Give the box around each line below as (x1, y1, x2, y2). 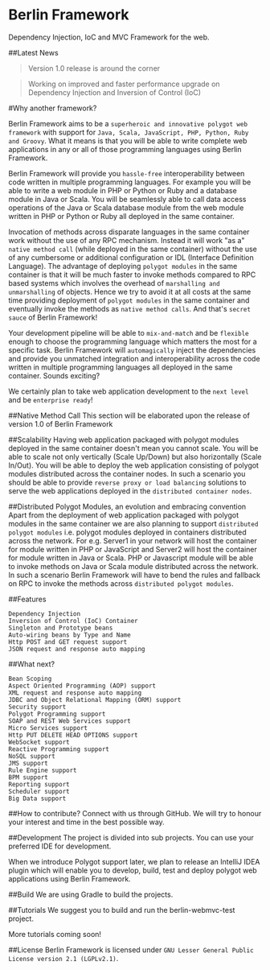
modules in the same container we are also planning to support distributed (8, 518, 259, 528)
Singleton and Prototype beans (8, 624, 113, 632)
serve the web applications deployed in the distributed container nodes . (8, 485, 252, 496)
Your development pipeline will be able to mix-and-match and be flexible (8, 328, 249, 337)
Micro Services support (8, 724, 88, 732)
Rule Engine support (8, 766, 78, 774)
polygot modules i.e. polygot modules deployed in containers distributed (8, 527, 247, 537)
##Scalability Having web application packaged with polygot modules (8, 435, 239, 444)
